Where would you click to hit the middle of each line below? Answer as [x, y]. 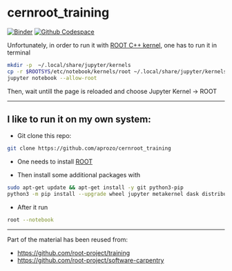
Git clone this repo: [44, 136]
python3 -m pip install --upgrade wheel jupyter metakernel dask [103, 194]
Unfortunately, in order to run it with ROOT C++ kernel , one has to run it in [112, 45]
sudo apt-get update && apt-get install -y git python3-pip [96, 188]
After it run [32, 207]
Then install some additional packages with [79, 175]
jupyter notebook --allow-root [52, 78]
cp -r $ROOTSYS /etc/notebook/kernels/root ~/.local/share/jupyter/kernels [117, 71]
